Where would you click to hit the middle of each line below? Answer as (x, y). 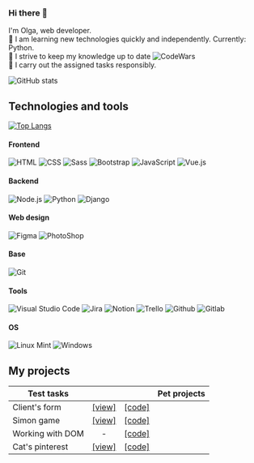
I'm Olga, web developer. (50, 31)
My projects (39, 371)
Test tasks (48, 394)
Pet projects (182, 394)
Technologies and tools (69, 106)
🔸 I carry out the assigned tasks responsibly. (83, 65)
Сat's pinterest (40, 447)
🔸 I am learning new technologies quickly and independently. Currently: (127, 39)
